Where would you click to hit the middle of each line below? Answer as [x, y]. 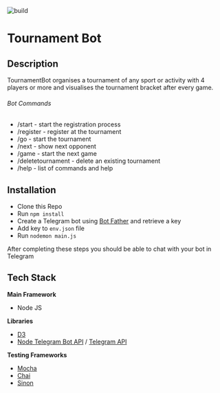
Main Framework [32, 294]
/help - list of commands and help [65, 168]
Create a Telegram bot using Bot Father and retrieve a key [99, 221]
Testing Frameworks [37, 355]
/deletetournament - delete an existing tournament [89, 161]
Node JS [30, 307]
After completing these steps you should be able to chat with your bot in [109, 249]
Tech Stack [32, 278]
